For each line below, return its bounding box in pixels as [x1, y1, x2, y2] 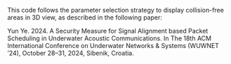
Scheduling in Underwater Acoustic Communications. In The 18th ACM [7, 34, 212, 42]
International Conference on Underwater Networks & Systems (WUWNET [7, 42, 220, 49]
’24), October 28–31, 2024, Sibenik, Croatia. [7, 49, 135, 57]
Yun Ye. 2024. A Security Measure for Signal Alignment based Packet [7, 27, 209, 35]
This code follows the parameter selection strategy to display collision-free [7, 6, 225, 14]
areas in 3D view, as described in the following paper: [7, 13, 163, 22]
